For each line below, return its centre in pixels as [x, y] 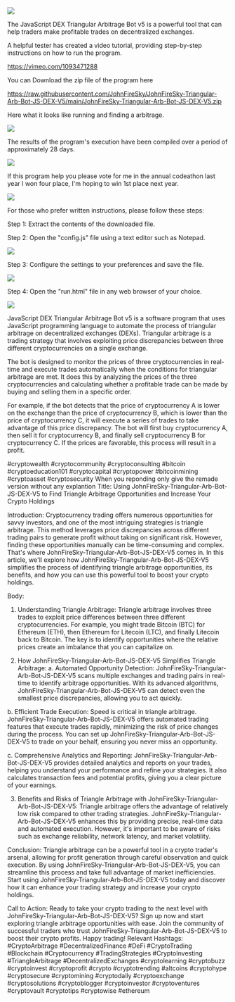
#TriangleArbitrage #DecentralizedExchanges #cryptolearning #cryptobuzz [116, 961]
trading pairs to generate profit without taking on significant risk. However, [115, 537]
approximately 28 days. [41, 149]
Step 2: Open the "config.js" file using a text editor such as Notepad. [106, 238]
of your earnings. [32, 785]
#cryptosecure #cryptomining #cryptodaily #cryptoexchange [96, 976]
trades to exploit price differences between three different [101, 617]
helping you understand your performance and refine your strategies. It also [117, 770]
